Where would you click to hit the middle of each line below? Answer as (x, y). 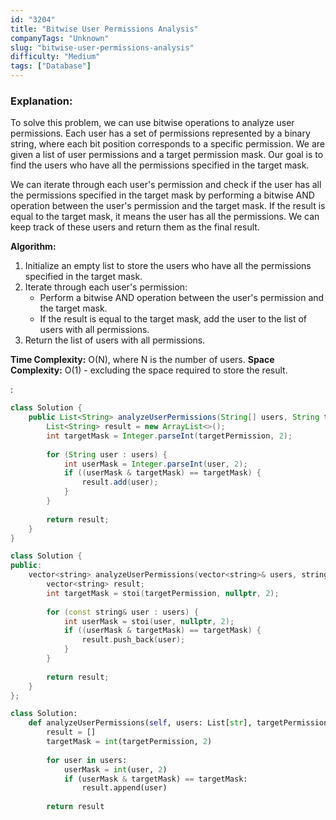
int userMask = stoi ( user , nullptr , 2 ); (149, 621)
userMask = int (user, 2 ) (115, 769)
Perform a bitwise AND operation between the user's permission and (182, 298)
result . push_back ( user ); (133, 640)
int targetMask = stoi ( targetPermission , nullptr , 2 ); (163, 593)
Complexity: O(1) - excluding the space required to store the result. (149, 370)
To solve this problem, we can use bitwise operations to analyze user (152, 123)
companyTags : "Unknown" (60, 38)
